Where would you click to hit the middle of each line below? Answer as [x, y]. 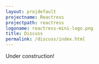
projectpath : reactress [35, 23]
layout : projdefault [31, 12]
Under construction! [30, 56]
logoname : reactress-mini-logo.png [49, 28]
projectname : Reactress [35, 17]
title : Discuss [24, 34]
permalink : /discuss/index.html [45, 39]
